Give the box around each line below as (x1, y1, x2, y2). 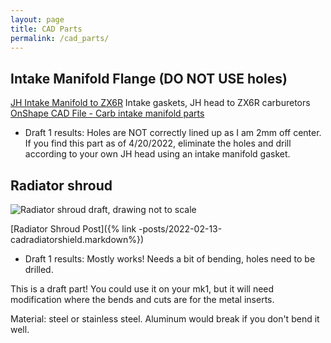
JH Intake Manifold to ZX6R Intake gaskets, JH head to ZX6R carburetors (10, 97, 311, 109)
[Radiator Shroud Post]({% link (10, 223, 137, 235)
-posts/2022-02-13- (138, 223, 223, 235)
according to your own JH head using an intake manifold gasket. (24, 148, 291, 160)
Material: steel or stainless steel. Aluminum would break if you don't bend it (10, 313, 320, 325)
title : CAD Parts (10, 24, 83, 34)
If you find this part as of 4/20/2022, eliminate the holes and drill (24, 137, 292, 150)
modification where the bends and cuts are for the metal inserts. (10, 294, 275, 305)
